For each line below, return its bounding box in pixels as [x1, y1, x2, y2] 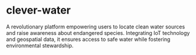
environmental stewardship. [6, 42, 74, 49]
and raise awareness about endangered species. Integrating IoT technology [6, 29, 190, 36]
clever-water [6, 4, 71, 17]
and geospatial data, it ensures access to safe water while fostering [6, 35, 171, 43]
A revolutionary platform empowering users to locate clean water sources [6, 23, 185, 30]
